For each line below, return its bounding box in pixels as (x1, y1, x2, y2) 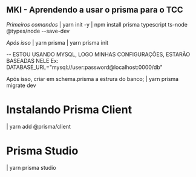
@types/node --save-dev (6, 27, 70, 34)
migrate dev (6, 82, 36, 89)
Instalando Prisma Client (6, 103, 132, 117)
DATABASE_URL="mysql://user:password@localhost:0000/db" (6, 63, 163, 71)
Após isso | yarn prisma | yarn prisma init (6, 39, 109, 46)
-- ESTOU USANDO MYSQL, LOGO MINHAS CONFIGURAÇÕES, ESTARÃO (6, 51, 191, 58)
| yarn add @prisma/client (6, 123, 71, 130)
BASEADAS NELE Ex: (6, 57, 59, 64)
